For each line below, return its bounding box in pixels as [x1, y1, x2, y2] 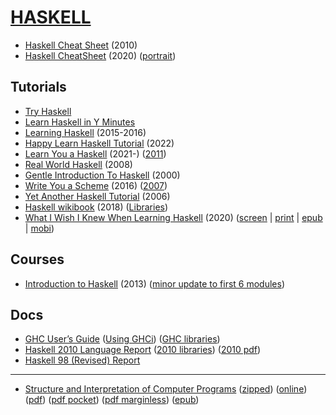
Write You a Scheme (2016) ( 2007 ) [24, 179, 168, 191]
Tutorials [10, 79, 67, 96]
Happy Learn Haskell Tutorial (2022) [24, 137, 175, 149]
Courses [10, 251, 65, 268]
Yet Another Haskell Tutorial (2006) [24, 190, 171, 202]
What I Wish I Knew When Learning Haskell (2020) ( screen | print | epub [24, 211, 323, 223]
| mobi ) [24, 222, 55, 234]
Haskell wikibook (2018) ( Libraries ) [24, 201, 169, 213]
